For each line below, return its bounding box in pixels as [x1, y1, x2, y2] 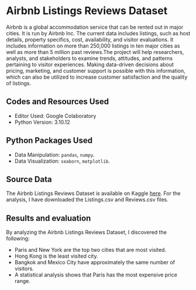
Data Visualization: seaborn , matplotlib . [14, 157, 110, 164]
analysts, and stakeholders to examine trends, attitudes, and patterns [6, 55, 173, 62]
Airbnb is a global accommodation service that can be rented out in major [6, 23, 184, 31]
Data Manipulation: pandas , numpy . [14, 151, 95, 158]
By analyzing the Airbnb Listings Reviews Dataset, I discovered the [6, 229, 167, 236]
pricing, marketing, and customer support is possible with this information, [6, 67, 185, 74]
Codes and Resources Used [6, 97, 109, 107]
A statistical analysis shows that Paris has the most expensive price [14, 271, 177, 278]
